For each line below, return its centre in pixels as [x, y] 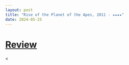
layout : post [19, 10]
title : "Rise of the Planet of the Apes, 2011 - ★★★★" [65, 15]
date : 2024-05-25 [24, 19]
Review [21, 44]
